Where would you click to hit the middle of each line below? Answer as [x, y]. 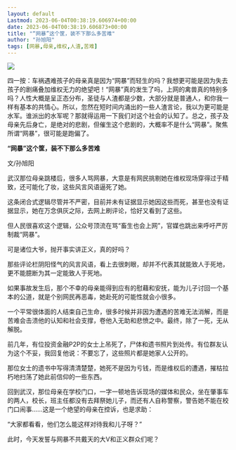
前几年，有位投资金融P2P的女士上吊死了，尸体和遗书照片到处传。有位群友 [115, 344]
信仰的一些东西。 [81, 377]
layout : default [31, 14]
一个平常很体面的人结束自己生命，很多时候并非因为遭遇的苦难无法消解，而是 [118, 311]
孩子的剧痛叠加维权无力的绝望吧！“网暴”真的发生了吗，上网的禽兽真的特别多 [118, 89]
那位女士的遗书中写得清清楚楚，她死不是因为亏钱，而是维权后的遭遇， [109, 368]
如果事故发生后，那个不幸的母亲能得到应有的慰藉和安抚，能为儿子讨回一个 [115, 288]
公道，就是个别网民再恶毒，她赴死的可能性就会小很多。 [99, 297]
